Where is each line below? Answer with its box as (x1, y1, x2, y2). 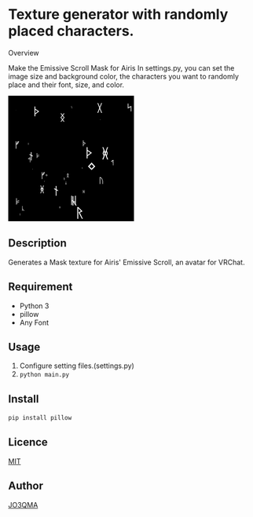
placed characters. (8, 22, 134, 40)
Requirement (8, 280, 73, 293)
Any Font (19, 318, 49, 327)
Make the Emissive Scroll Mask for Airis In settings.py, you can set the (8, 63, 235, 72)
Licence (8, 435, 49, 449)
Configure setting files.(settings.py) (19, 361, 135, 370)
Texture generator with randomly (8, 5, 229, 24)
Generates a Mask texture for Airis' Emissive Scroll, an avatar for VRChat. (8, 257, 245, 267)
